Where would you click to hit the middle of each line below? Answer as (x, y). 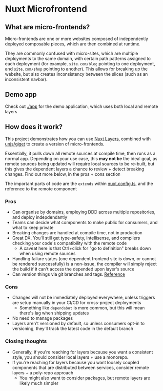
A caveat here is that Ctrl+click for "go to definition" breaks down (85, 248)
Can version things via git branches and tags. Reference (69, 274)
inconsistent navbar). (26, 79)
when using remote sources (47, 253)
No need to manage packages (42, 318)
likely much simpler (39, 383)
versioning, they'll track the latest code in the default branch (72, 329)
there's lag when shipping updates (54, 313)
